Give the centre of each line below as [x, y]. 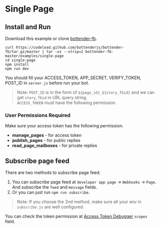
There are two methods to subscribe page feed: [53, 173]
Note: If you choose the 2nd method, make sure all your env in [79, 202]
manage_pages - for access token [47, 135]
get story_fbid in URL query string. [52, 97]
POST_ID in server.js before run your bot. [47, 83]
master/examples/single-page [34, 56]
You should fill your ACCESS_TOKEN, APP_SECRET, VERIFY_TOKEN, [73, 78]
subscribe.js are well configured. [50, 207]
